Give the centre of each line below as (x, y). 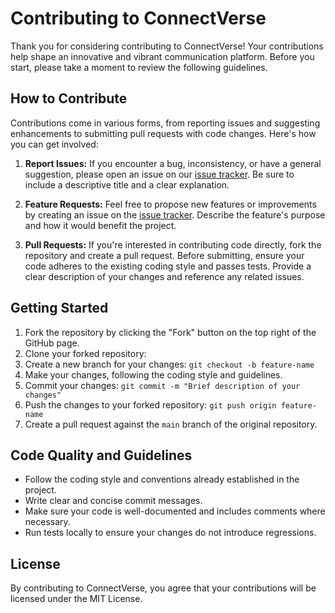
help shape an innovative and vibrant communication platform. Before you (162, 56)
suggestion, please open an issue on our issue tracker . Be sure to (159, 174)
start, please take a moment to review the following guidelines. (139, 67)
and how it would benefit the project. (100, 225)
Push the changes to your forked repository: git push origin (150, 404)
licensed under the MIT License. (76, 599)
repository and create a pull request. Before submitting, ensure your (164, 255)
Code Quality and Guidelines (101, 455)
